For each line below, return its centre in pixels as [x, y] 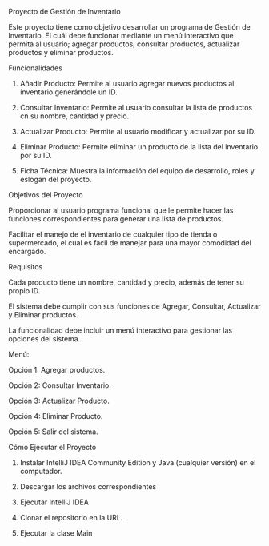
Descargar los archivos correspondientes [88, 486]
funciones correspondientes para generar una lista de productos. [116, 219]
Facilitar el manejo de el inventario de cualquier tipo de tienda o [113, 234]
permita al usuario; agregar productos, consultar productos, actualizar [124, 44]
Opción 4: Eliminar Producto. [56, 416]
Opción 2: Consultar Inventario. [60, 385]
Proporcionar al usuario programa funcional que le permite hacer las [121, 210]
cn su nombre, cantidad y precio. [74, 116]
